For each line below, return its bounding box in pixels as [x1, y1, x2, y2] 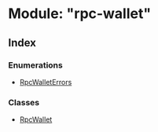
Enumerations [8, 60, 63, 71]
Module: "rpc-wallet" [8, 5, 152, 23]
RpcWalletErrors [19, 77, 72, 86]
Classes [8, 97, 40, 108]
